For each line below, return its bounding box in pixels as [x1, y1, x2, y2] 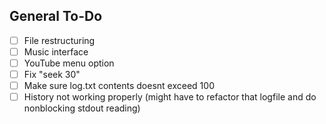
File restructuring [23, 34, 96, 46]
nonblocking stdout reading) [23, 102, 141, 114]
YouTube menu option [23, 57, 115, 69]
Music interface [23, 45, 89, 58]
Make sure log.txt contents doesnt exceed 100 [23, 80, 215, 92]
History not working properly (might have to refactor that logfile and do [23, 91, 317, 103]
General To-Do [9, 8, 103, 25]
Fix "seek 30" [23, 69, 81, 80]
